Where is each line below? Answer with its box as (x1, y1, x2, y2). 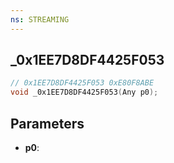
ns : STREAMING (10, 14, 70, 25)
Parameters (10, 115, 85, 132)
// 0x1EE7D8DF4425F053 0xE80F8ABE (10, 78, 155, 88)
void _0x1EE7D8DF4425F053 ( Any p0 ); (10, 87, 159, 98)
